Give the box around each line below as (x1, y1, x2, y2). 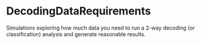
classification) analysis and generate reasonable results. (6, 30, 146, 37)
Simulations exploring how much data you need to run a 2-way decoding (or (6, 24, 196, 31)
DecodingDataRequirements (6, 4, 152, 18)
